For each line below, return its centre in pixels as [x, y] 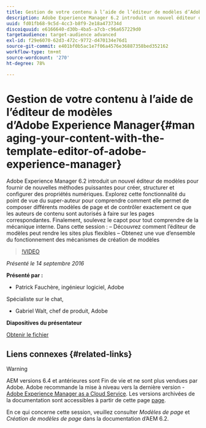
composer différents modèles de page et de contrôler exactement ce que [99, 207]
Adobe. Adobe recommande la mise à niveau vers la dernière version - [96, 388]
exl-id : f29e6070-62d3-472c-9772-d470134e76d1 [67, 40]
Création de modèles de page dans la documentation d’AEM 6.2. [88, 419]
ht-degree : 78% [26, 63]
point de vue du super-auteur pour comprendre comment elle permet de [98, 201]
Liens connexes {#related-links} [69, 354]
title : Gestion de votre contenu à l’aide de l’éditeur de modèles [94, 12]
